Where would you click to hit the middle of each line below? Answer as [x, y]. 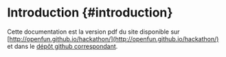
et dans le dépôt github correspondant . [63, 46]
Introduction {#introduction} [90, 13]
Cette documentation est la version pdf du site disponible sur [93, 32]
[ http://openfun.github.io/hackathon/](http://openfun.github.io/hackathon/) [113, 38]
